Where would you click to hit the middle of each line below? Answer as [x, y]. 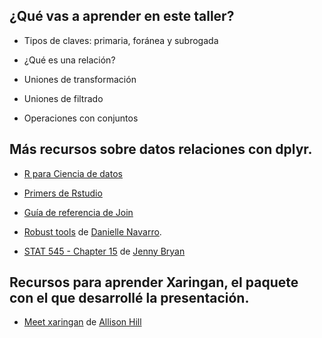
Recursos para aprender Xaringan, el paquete [154, 282]
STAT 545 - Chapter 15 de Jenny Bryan [104, 251]
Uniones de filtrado [63, 98]
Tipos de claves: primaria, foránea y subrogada [121, 40]
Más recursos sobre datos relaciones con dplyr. [161, 149]
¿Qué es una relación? [69, 60]
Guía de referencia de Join [78, 212]
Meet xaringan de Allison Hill [82, 322]
